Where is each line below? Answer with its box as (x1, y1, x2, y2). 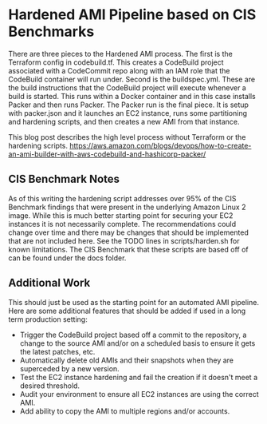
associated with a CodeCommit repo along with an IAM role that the (8, 65, 230, 75)
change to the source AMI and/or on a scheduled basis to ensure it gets (19, 338, 256, 348)
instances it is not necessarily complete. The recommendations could (8, 219, 237, 228)
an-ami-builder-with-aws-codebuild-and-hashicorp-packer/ (8, 149, 206, 159)
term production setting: (8, 314, 88, 324)
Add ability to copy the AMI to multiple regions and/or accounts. (19, 406, 230, 416)
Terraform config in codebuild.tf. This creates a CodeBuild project (8, 57, 225, 67)
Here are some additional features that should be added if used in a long (8, 306, 246, 315)
